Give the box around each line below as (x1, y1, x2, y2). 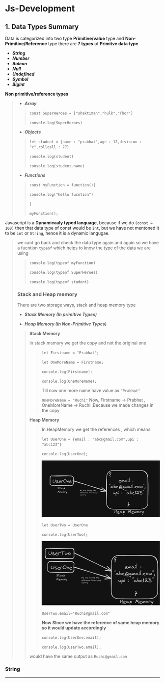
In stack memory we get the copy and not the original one (29, 340, 146, 346)
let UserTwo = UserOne (41, 523, 88, 527)
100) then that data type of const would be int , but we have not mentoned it (5, 225, 160, 231)
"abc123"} (41, 442, 62, 447)
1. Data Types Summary (5, 23, 79, 31)
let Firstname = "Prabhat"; (41, 350, 99, 356)
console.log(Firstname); (41, 369, 93, 374)
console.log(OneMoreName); (41, 379, 97, 384)
